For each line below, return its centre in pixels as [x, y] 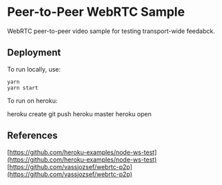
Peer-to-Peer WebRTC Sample [96, 12]
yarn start [23, 88]
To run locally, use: [34, 69]
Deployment [34, 53]
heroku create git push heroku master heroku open [79, 113]
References [32, 136]
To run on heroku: [32, 100]
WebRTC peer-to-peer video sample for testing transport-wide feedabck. [111, 31]
